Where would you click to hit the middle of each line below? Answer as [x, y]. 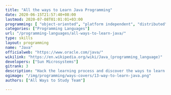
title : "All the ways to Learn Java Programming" [59, 10]
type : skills [19, 38]
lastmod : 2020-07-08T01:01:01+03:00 [44, 19]
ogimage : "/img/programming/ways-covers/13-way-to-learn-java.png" [78, 76]
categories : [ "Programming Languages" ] [48, 29]
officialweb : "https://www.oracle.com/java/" [54, 52]
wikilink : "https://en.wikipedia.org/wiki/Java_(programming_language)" [84, 57]
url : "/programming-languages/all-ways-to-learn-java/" [66, 33]
